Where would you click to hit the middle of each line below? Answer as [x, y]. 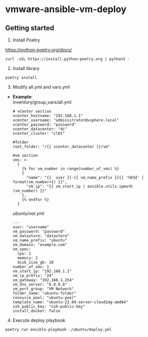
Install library [26, 68]
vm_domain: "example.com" [40, 245]
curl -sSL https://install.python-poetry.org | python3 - [67, 59]
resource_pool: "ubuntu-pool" [44, 298]
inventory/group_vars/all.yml [42, 102]
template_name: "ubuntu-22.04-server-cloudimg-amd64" [70, 302]
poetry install [21, 78]
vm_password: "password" [39, 232]
